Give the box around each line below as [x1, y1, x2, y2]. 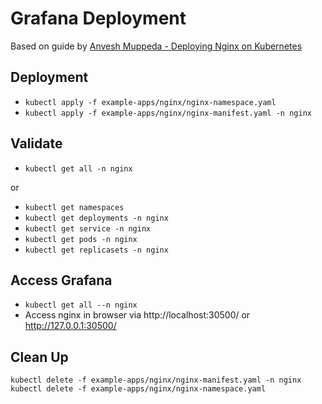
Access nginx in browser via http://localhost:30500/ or [24, 309, 251, 321]
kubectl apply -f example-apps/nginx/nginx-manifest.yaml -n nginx [24, 108, 312, 118]
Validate [10, 135, 63, 152]
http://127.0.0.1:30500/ [24, 320, 117, 332]
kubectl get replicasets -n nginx [24, 245, 169, 255]
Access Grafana [10, 272, 113, 289]
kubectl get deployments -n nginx [24, 213, 169, 223]
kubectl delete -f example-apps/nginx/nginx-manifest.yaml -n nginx [10, 375, 302, 386]
